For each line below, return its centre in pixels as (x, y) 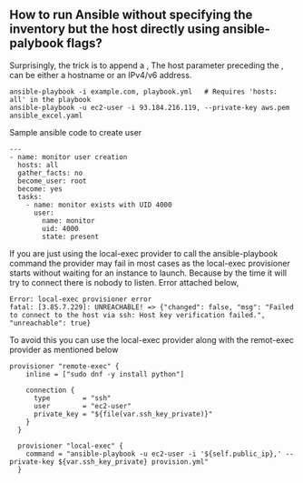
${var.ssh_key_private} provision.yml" (133, 462)
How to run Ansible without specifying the (131, 15)
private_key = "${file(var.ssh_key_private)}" (123, 414)
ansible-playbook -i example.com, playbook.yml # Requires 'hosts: (144, 91)
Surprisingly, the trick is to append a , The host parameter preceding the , (147, 65)
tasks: (30, 196)
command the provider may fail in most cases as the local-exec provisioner (150, 263)
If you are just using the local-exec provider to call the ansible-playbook (144, 253)
